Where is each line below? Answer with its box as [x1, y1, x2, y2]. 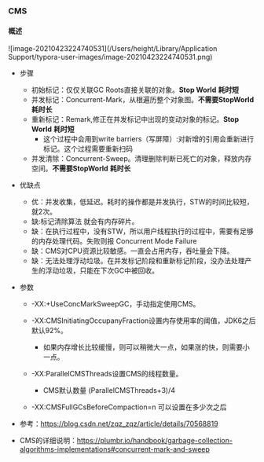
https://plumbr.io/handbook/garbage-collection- [76, 436, 233, 445]
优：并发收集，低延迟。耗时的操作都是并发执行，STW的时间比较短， [31, 197, 254, 207]
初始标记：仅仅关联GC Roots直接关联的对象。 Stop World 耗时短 [31, 85, 240, 95]
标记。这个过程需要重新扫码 [42, 144, 134, 154]
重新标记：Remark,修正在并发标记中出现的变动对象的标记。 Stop [31, 115, 240, 124]
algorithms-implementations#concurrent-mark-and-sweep [19, 445, 211, 454]
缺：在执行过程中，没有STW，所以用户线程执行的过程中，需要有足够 [31, 226, 254, 236]
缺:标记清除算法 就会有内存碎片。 [31, 217, 139, 226]
